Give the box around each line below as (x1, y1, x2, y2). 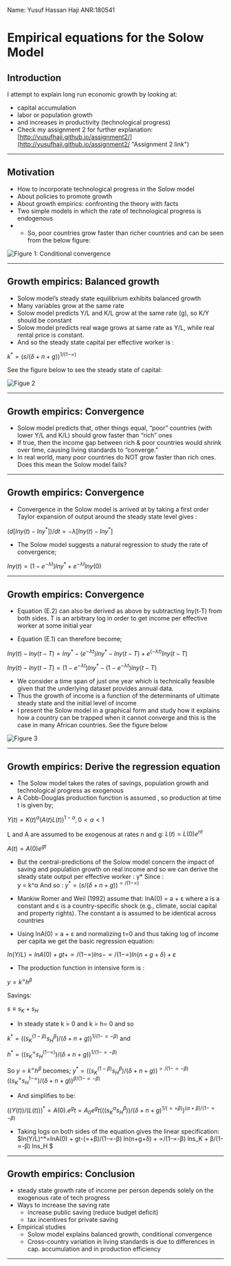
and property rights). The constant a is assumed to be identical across (16, 909, 217, 917)
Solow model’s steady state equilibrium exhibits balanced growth (16, 294, 201, 302)
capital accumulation (16, 103, 77, 112)
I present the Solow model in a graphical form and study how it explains (16, 706, 220, 715)
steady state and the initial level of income (16, 699, 137, 707)
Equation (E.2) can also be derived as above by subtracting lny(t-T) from (16, 607, 222, 615)
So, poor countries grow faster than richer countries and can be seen (27, 229, 224, 237)
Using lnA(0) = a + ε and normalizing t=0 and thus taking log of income (16, 929, 219, 937)
